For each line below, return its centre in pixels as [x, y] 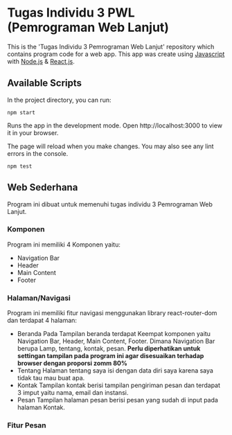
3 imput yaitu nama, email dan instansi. [73, 393]
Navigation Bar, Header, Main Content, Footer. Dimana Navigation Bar [116, 341]
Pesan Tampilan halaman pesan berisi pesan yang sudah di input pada [117, 400]
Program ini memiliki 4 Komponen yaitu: [64, 245]
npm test [20, 166]
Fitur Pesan [27, 425]
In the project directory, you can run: [59, 100]
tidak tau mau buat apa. [51, 378]
